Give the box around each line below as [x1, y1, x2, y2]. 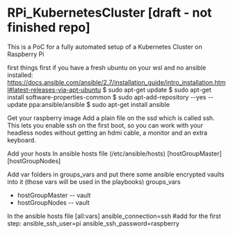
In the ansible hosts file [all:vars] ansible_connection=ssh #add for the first [7, 212, 221, 220]
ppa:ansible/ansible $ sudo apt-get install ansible [29, 100, 170, 108]
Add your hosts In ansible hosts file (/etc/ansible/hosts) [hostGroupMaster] [7, 149, 223, 158]
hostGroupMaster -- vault [17, 191, 91, 199]
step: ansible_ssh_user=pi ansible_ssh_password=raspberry [7, 219, 179, 227]
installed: [7, 71, 33, 79]
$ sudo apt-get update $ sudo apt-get [102, 85, 212, 94]
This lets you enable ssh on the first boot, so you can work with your [7, 121, 204, 129]
